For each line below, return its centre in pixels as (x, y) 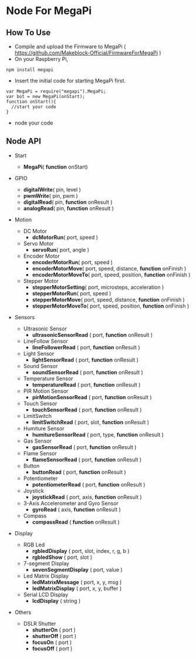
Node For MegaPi (49, 11)
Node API (23, 141)
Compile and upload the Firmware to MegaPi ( (70, 46)
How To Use (28, 33)
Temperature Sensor (48, 378)
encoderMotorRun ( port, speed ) (72, 262)
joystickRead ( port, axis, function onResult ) (87, 497)
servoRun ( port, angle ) (61, 249)
